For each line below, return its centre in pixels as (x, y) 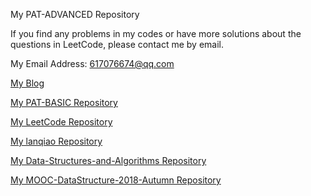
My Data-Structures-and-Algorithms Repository (108, 160)
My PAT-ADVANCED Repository (75, 14)
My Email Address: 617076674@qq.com (92, 63)
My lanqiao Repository (56, 141)
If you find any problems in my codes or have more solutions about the (156, 33)
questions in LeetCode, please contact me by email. (117, 44)
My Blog (27, 83)
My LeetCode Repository (61, 122)
